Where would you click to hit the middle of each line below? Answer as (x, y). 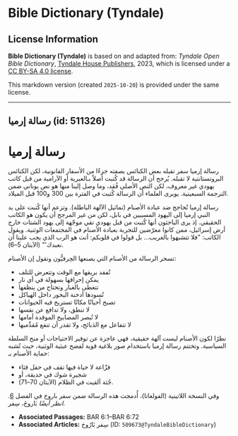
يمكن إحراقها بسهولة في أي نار (59, 280)
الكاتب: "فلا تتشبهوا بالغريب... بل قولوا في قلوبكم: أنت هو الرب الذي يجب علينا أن (114, 237)
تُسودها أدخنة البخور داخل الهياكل (61, 295)
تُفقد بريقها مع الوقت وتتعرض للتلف (64, 272)
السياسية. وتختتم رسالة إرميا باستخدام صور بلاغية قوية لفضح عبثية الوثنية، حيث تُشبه (117, 346)
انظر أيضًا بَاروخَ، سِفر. (37, 403)
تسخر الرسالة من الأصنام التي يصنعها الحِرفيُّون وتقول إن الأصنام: (92, 259)
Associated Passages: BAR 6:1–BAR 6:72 (79, 417)
